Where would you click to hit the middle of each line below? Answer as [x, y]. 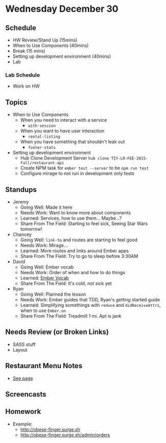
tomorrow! [31, 229]
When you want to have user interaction [62, 131]
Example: [22, 424]
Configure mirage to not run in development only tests [77, 173]
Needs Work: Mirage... [44, 245]
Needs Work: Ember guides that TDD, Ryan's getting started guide [90, 299]
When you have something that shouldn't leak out [73, 142]
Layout [20, 350]
